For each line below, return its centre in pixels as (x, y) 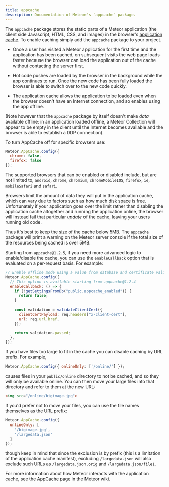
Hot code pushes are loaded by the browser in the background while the (88, 75)
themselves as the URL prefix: (36, 411)
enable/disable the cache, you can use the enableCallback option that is (80, 258)
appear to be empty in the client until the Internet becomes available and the (84, 127)
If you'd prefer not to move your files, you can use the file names (72, 406)
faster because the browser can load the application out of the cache (84, 60)
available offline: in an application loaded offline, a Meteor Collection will (80, 121)
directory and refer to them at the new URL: (50, 387)
